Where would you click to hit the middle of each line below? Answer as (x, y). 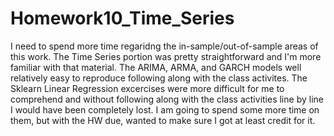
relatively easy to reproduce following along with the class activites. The (159, 78)
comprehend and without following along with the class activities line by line (167, 99)
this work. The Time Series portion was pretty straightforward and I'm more (166, 56)
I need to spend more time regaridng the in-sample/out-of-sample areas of (164, 46)
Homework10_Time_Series (122, 18)
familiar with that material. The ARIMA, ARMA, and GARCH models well (156, 67)
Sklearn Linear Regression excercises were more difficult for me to (147, 88)
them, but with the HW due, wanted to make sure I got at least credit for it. (163, 120)
